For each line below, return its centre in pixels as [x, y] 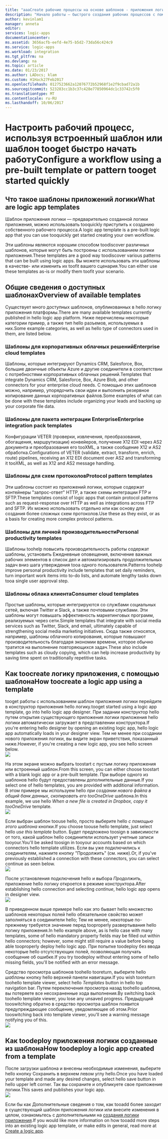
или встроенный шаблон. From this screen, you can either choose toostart [82, 770]
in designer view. [22, 895]
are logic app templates [42, 207]
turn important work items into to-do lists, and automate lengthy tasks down [83, 576]
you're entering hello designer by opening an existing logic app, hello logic [82, 728]
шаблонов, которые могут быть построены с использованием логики [80, 250]
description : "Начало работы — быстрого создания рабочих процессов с [80, 15]
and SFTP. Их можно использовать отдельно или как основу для [74, 508]
